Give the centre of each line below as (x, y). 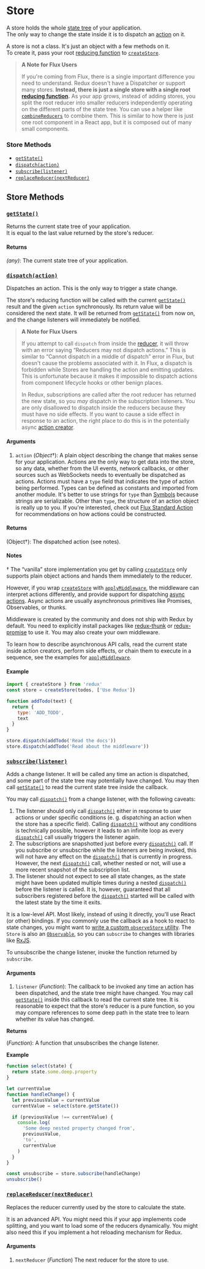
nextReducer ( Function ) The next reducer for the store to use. (92, 1260)
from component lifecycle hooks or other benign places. (92, 383)
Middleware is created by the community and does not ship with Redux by (100, 619)
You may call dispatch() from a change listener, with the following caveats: (101, 799)
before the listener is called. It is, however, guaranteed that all (93, 889)
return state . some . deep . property (54, 1072)
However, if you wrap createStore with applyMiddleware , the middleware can (103, 588)
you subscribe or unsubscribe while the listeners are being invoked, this (106, 850)
